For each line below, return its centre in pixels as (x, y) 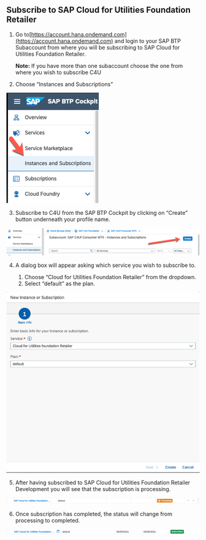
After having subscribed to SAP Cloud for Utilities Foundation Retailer (103, 482)
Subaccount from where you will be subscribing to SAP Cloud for (97, 47)
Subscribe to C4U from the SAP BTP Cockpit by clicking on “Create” (101, 212)
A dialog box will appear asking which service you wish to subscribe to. (105, 265)
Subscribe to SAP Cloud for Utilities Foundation (99, 10)
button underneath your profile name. (63, 219)
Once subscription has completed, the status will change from (94, 514)
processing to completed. (48, 520)
